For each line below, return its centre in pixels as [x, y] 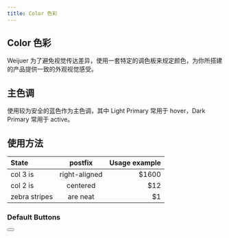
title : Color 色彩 [32, 13]
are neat [81, 197]
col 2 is [22, 186]
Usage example [135, 163]
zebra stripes [32, 197]
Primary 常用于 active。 [40, 119]
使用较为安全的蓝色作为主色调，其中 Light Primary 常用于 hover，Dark [106, 111]
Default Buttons [34, 217]
